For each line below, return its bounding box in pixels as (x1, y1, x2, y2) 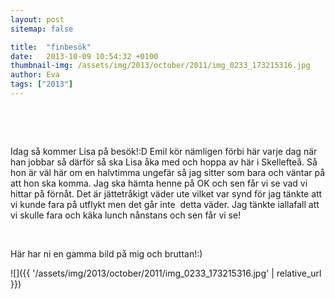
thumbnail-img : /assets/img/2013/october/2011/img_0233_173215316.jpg (10, 61, 311, 71)
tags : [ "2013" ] (10, 79, 74, 90)
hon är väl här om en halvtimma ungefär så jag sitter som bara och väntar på (10, 166, 326, 178)
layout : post (10, 14, 65, 25)
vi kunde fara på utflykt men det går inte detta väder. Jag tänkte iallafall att (10, 198, 320, 210)
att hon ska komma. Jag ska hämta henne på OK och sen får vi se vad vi (10, 177, 308, 189)
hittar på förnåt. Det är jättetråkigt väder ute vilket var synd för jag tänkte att (10, 187, 323, 200)
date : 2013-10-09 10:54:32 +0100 (10, 51, 159, 61)
